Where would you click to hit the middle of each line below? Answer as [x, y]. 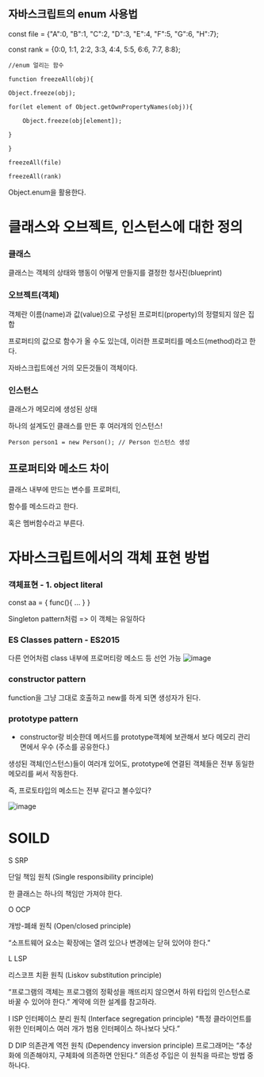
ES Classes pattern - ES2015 [64, 640]
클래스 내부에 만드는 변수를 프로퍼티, [64, 489]
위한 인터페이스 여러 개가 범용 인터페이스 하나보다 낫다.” [94, 1029]
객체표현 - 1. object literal [55, 584]
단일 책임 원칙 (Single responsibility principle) [81, 877]
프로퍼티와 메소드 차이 [59, 469]
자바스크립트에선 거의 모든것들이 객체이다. [73, 367]
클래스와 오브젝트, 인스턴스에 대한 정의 [126, 227]
